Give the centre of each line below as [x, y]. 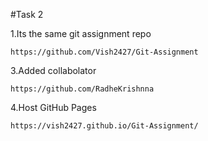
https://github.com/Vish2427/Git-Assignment [104, 52]
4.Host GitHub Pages [53, 107]
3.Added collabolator [53, 70]
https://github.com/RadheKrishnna [82, 89]
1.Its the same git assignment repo [81, 33]
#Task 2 [27, 14]
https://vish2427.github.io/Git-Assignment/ [104, 126]
